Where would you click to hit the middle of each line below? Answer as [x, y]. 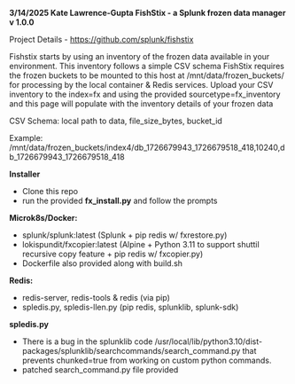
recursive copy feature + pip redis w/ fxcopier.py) [113, 254]
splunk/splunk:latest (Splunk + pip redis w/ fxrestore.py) [124, 235]
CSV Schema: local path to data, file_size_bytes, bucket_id [116, 121]
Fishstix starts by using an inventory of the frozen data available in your [140, 56]
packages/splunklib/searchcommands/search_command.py [131, 351]
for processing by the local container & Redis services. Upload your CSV [141, 85]
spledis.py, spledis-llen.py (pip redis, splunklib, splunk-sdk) [130, 307]
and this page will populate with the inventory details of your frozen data [141, 104]
